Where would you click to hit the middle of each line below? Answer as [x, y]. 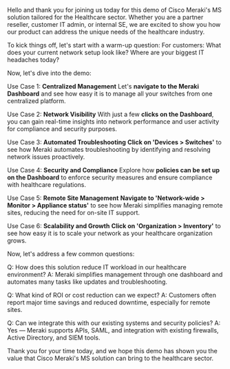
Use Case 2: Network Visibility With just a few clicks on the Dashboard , [111, 114]
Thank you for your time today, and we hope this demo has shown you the [113, 351]
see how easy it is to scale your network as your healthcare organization [110, 233]
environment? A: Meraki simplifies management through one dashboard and [115, 275]
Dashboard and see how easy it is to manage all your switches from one [110, 93]
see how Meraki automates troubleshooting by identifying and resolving [109, 149]
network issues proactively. [46, 157]
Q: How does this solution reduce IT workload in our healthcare [97, 267]
